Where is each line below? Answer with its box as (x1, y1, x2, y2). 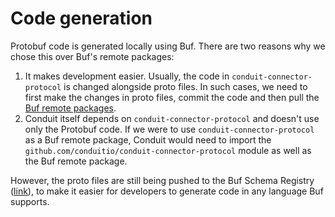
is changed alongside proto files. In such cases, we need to (63, 80, 308, 92)
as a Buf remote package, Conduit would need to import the (24, 133, 272, 146)
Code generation (10, 7, 153, 30)
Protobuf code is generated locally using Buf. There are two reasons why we (10, 40, 326, 52)
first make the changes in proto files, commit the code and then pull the (24, 91, 320, 103)
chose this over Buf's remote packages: (10, 50, 175, 62)
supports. (10, 195, 50, 207)
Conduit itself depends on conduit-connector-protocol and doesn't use (24, 112, 320, 124)
